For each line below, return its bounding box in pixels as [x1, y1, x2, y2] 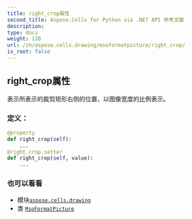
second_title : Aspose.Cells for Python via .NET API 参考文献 [7, 16, 184, 23]
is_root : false [7, 49, 51, 55]
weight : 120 [7, 36, 41, 42]
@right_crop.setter [7, 149, 63, 155]
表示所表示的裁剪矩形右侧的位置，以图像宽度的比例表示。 [7, 94, 169, 103]
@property [7, 129, 36, 136]
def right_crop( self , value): [7, 155, 94, 162]
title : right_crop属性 [7, 10, 70, 17]
